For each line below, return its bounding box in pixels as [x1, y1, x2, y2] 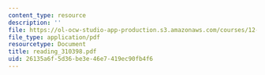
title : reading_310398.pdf [8, 48, 97, 55]
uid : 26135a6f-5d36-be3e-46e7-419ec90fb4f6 [8, 55, 154, 63]
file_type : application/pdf [8, 33, 101, 41]
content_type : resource [8, 11, 87, 20]
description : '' [8, 19, 62, 27]
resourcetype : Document [8, 41, 87, 48]
